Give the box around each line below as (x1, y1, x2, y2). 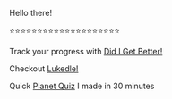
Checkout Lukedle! (9, 63, 79, 74)
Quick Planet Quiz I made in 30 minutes (9, 80, 155, 91)
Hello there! (9, 8, 52, 18)
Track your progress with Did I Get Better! (9, 46, 163, 56)
